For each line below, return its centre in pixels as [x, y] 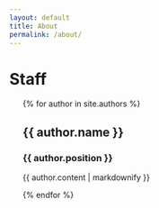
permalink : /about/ [46, 34]
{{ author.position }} [67, 158]
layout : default [40, 18]
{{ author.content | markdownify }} [86, 177]
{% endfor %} [48, 195]
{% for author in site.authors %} [81, 104]
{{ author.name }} [73, 132]
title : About [34, 26]
